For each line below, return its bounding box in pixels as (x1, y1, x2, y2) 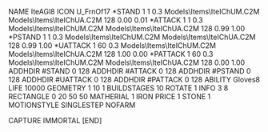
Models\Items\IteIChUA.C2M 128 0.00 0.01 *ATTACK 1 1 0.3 (8, 15, 203, 25)
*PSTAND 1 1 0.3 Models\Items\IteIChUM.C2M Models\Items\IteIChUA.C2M (8, 32, 256, 42)
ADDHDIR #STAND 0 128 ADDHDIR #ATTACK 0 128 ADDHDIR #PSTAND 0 (8, 66, 251, 75)
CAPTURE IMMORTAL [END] (8, 116, 102, 125)
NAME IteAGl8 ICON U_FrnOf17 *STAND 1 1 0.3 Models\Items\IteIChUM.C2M (8, 7, 260, 16)
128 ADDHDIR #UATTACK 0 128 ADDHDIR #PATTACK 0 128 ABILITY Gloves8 (8, 75, 260, 84)
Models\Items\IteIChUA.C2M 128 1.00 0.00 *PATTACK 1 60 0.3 (8, 50, 214, 58)
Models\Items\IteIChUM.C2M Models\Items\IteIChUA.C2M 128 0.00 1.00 (8, 58, 246, 67)
